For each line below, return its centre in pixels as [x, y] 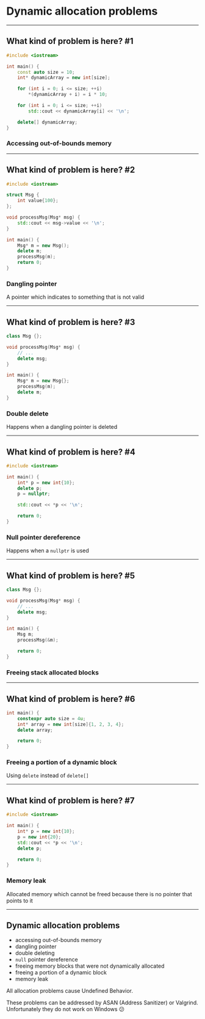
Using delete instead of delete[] [48, 776]
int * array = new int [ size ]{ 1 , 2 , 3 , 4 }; [71, 724]
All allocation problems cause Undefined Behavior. [70, 991]
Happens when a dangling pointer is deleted [62, 427]
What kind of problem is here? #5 [71, 575]
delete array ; [35, 730]
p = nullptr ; [34, 494]
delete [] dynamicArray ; [48, 122]
